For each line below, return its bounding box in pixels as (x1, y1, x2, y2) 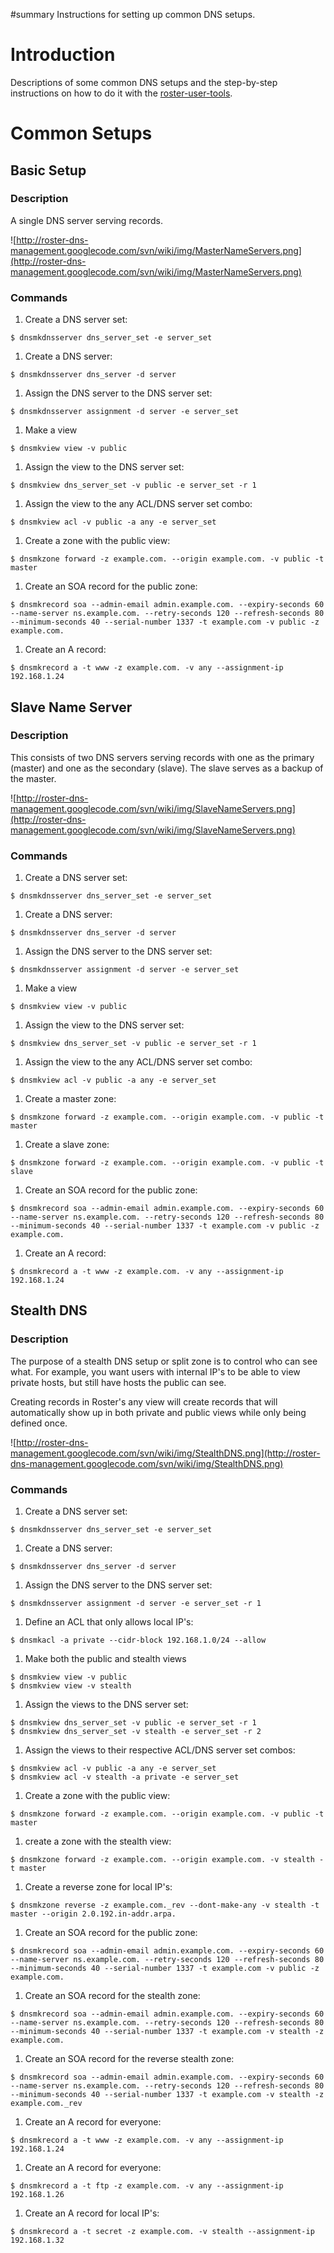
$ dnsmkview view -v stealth (10, 1681, 132, 1691)
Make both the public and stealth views (24, 1653, 187, 1665)
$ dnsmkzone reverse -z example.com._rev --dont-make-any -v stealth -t (10, 1900, 320, 1911)
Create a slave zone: (24, 1139, 110, 1151)
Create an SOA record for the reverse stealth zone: (24, 2053, 235, 2065)
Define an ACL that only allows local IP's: (24, 1616, 194, 1628)
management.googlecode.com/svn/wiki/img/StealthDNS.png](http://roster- (10, 1447, 321, 1459)
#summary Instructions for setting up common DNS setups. (10, 9, 256, 20)
